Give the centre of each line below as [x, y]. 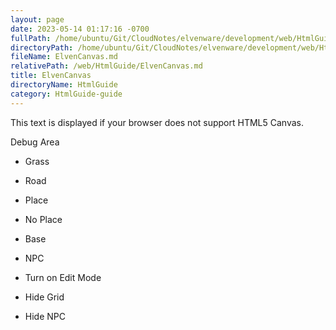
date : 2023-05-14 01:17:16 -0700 [80, 29]
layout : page [37, 19]
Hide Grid [44, 297]
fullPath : [31, 38]
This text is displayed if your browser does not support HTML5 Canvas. [157, 122]
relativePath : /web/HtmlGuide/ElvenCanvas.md [106, 66]
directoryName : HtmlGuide [64, 85]
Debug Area [35, 142]
